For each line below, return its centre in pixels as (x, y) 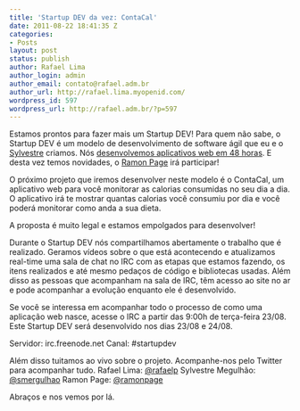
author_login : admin (48, 76)
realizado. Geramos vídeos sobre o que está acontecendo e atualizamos (142, 252)
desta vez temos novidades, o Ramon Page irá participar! (114, 162)
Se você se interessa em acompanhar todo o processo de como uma (136, 308)
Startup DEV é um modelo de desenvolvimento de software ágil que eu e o (146, 144)
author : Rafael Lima (48, 68)
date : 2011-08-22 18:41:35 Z (63, 26)
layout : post (33, 51)
